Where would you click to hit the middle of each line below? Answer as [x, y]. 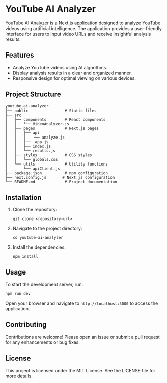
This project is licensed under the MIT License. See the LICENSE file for [80, 370]
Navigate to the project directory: [47, 228]
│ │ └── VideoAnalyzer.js [37, 124]
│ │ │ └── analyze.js [35, 137]
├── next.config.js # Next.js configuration [60, 177]
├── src [13, 115]
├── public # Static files [51, 111]
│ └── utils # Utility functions [57, 164]
